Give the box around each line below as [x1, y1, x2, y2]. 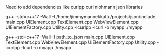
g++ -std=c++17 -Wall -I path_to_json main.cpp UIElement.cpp [5, 34, 135, 40]
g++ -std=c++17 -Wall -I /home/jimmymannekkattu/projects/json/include [5, 14, 156, 19]
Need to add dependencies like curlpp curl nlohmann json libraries [5, 4, 143, 10]
